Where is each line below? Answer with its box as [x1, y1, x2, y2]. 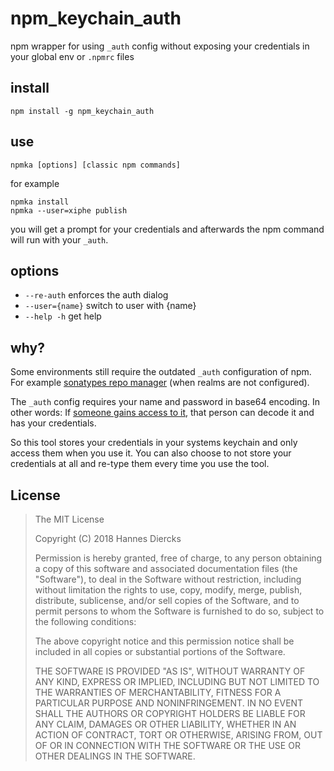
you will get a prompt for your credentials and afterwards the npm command [10, 223, 325, 235]
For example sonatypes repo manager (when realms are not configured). [10, 377, 310, 389]
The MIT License [34, 513, 105, 525]
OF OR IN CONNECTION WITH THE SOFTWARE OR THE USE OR [34, 740, 301, 751]
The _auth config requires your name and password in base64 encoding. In [10, 396, 321, 408]
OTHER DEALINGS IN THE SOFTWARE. [34, 750, 196, 762]
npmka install [10, 197, 70, 207]
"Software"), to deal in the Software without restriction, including [34, 573, 302, 585]
